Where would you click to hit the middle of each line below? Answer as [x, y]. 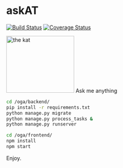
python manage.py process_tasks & [50, 119]
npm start [19, 147]
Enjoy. [14, 158]
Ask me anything [96, 90]
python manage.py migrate [39, 113]
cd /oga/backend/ [28, 102]
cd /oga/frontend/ [29, 135]
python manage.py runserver [42, 124]
